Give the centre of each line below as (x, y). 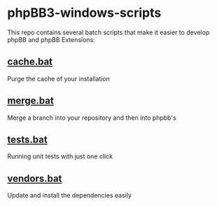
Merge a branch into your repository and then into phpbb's (92, 118)
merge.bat (30, 101)
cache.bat (30, 62)
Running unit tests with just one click (60, 156)
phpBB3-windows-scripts (84, 13)
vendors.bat (35, 178)
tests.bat (27, 139)
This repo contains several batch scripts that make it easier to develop (108, 32)
